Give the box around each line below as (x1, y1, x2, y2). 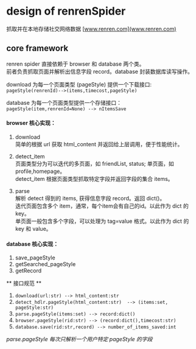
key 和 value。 (15, 225, 52, 232)
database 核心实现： (6, 240, 59, 247)
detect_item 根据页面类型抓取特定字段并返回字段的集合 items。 (15, 175, 173, 182)
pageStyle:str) (15, 305, 54, 311)
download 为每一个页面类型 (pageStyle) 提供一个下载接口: (6, 80, 152, 88)
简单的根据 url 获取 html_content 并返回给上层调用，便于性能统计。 (15, 140, 183, 147)
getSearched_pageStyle (15, 261, 76, 268)
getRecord (15, 267, 42, 275)
